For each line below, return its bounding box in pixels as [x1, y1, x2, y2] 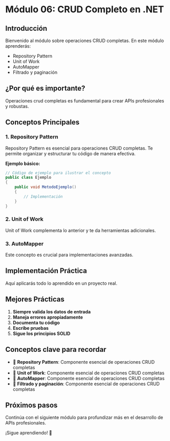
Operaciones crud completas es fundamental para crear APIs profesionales [5, 97, 164, 103]
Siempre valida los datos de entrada [12, 308, 91, 314]
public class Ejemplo [5, 175, 52, 180]
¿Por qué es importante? [5, 84, 86, 93]
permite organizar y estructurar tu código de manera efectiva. [5, 150, 136, 157]
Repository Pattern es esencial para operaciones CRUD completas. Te [5, 145, 153, 151]
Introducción [5, 24, 48, 33]
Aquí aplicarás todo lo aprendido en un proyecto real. [5, 280, 118, 286]
